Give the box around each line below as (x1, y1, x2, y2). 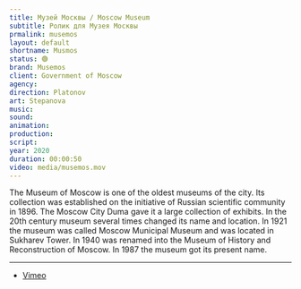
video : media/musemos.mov (9, 163, 106, 172)
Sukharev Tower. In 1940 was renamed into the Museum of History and (9, 234, 271, 246)
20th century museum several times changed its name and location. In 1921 (9, 216, 288, 226)
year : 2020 (9, 146, 50, 155)
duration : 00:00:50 (9, 154, 82, 164)
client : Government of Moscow (9, 72, 123, 81)
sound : (9, 113, 34, 122)
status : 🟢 (9, 55, 49, 64)
